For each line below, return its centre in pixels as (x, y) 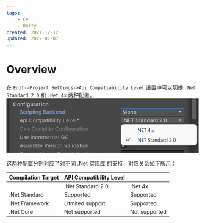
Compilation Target (34, 177)
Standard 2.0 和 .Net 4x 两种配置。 (51, 95)
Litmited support (85, 203)
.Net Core (21, 211)
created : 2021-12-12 (33, 32)
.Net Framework (29, 203)
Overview (31, 70)
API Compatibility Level (94, 177)
